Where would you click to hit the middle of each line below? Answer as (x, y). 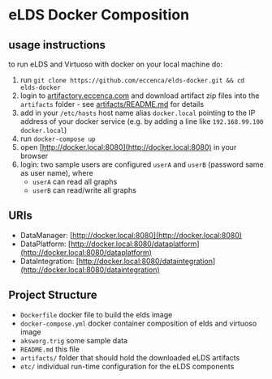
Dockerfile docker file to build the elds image (96, 314)
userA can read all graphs (75, 181)
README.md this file (50, 349)
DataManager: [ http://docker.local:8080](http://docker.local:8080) (131, 235)
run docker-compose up (58, 138)
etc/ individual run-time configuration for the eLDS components (127, 366)
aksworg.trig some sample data (74, 340)
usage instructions (57, 45)
